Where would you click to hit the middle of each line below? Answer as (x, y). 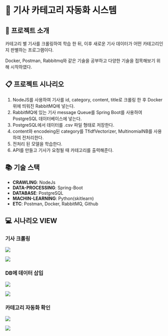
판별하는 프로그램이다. (32, 50)
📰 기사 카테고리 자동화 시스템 (61, 10)
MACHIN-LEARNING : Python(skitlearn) (53, 198)
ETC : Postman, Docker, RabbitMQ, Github (55, 204)
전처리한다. (33, 137)
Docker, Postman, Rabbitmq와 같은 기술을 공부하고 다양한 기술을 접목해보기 (80, 61)
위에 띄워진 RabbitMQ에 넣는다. (44, 106)
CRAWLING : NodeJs (34, 182)
